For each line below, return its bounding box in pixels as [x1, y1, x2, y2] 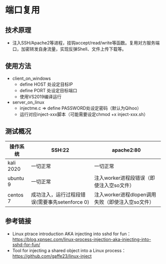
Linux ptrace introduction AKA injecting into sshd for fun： [12, 231, 131, 237]
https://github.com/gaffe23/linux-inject [12, 253, 92, 259]
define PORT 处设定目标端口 [19, 87, 78, 93]
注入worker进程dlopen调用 [94, 191, 157, 198]
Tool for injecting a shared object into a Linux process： [12, 248, 126, 254]
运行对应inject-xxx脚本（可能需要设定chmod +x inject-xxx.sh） [19, 111, 148, 117]
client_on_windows [12, 75, 51, 81]
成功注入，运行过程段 [31, 191, 81, 198]
